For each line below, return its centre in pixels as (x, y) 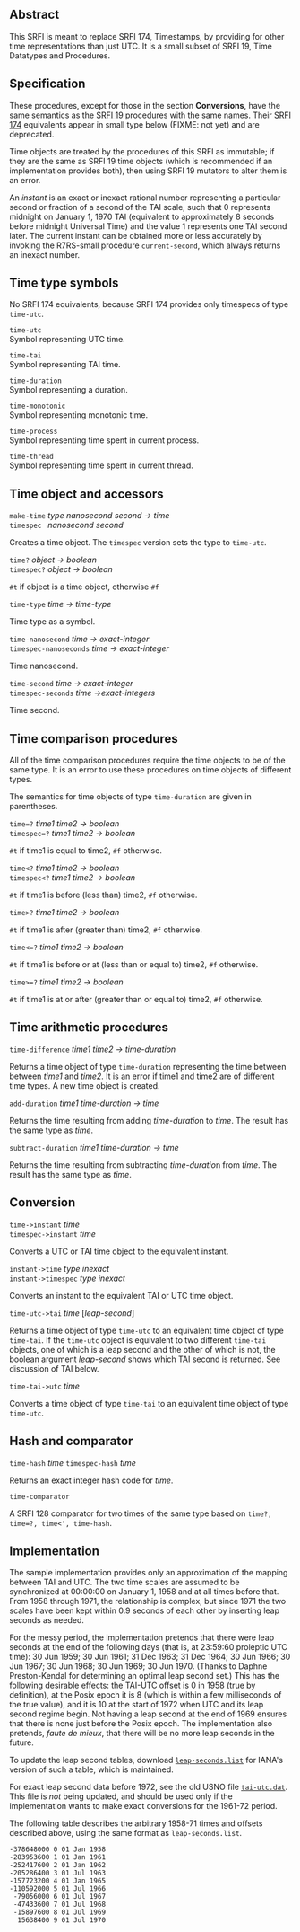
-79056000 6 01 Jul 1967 (59, 1897)
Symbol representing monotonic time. (79, 415)
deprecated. (32, 134)
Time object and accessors (86, 494)
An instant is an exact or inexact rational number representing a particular (145, 198)
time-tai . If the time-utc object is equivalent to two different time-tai (138, 1340)
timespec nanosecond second (66, 525)
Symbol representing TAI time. (65, 365)
